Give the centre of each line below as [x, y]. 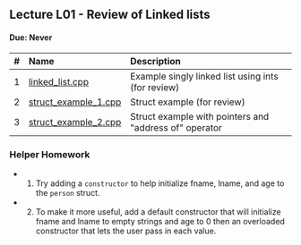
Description [155, 61]
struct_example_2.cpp [75, 122]
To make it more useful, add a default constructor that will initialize [158, 211]
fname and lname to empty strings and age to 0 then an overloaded [160, 221]
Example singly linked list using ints [204, 76]
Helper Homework [50, 154]
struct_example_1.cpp [75, 102]
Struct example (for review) [187, 102]
